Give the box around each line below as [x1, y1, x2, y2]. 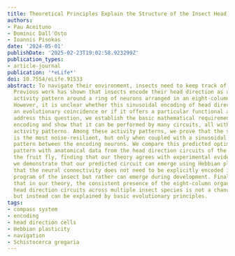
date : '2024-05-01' [7, 43, 64, 50]
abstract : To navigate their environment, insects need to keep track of [7, 82, 227, 89]
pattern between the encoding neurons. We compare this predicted [13, 141, 211, 148]
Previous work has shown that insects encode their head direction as [13, 88, 224, 95]
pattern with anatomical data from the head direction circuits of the [13, 147, 227, 154]
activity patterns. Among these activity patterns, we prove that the [13, 128, 224, 135]
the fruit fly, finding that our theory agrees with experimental [13, 154, 211, 161]
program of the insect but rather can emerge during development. [13, 173, 211, 180]
